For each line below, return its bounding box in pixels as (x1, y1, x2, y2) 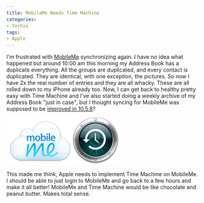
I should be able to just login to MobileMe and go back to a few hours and (6, 177, 191, 185)
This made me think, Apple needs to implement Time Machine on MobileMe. (6, 171, 199, 178)
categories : (6, 16, 37, 23)
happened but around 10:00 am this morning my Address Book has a (6, 60, 179, 67)
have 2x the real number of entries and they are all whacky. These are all (6, 79, 189, 87)
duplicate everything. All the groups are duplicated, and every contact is (6, 66, 188, 73)
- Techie (6, 23, 29, 29)
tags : (6, 29, 20, 35)
